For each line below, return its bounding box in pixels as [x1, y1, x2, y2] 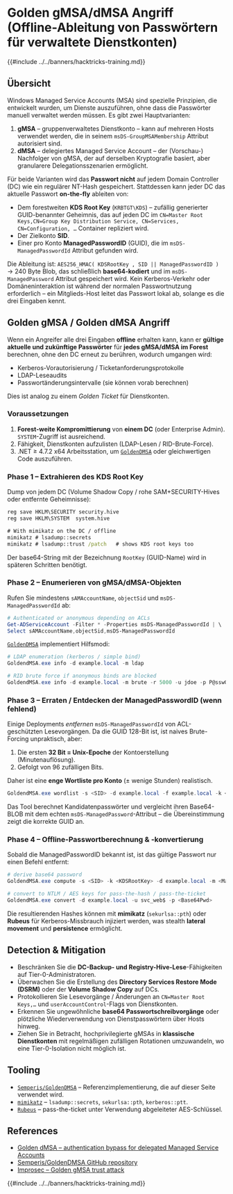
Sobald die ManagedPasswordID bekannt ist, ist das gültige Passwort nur [7, 850, 217, 859]
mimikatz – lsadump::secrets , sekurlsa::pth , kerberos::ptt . [17, 1097, 189, 1106]
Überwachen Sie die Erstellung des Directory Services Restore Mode [17, 978, 217, 986]
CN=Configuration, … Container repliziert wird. [17, 224, 149, 232]
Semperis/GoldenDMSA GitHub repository [17, 1159, 138, 1167]
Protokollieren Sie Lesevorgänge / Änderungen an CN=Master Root [17, 992, 205, 1001]
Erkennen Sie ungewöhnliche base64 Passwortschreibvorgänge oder [17, 1007, 220, 1015]
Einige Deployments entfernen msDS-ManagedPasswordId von [7, 720, 176, 729]
